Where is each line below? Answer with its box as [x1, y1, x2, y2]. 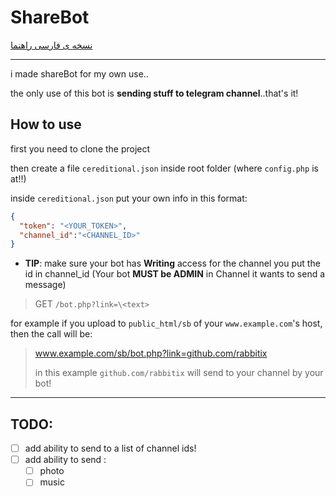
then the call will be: [10, 328, 93, 340]
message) [24, 279, 67, 291]
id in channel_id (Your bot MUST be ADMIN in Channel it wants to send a [24, 268, 326, 280]
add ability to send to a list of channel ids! [24, 442, 197, 455]
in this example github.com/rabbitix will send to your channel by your [34, 367, 324, 379]
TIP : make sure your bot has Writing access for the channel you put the [24, 257, 321, 270]
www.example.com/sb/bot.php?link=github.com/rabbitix [34, 347, 268, 360]
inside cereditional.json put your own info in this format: [10, 192, 248, 204]
